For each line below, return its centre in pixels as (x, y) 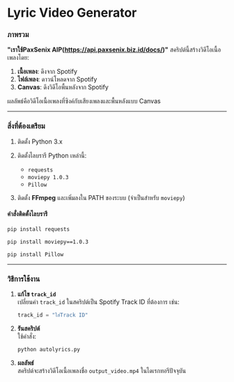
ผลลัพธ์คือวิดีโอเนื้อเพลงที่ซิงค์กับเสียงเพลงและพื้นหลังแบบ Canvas (84, 101)
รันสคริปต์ (29, 328)
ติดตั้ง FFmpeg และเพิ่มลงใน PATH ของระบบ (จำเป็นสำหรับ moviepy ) (101, 197)
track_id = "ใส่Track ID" (53, 315)
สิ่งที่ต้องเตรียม (26, 126)
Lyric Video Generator (72, 13)
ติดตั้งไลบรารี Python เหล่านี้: (52, 155)
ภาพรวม (18, 35)
